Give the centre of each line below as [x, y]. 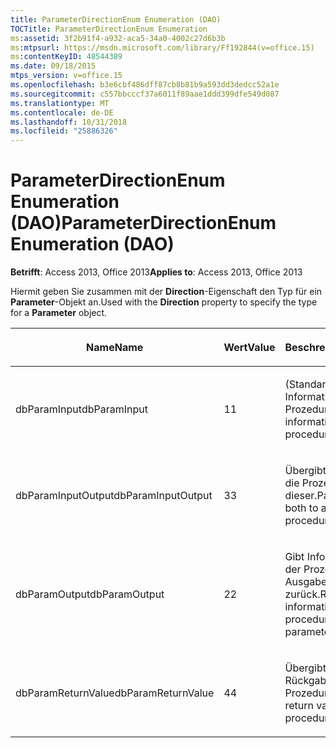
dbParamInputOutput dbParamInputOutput [114, 496]
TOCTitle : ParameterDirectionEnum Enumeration [109, 29]
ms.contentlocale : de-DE [62, 112]
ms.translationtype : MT [60, 103]
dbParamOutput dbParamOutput [90, 594]
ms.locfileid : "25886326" [64, 131]
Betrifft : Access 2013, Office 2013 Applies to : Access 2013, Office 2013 [156, 272]
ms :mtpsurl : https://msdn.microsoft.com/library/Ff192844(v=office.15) [162, 47]
